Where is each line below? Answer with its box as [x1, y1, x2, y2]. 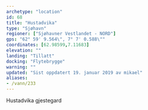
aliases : [6, 75, 28, 81]
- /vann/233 [6, 81, 36, 87]
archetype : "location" [6, 8, 63, 15]
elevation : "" [6, 48, 42, 54]
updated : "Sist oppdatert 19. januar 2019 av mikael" [6, 70, 143, 76]
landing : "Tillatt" [6, 53, 55, 59]
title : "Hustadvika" [6, 20, 58, 26]
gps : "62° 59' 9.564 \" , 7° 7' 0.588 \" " [6, 36, 106, 42]
